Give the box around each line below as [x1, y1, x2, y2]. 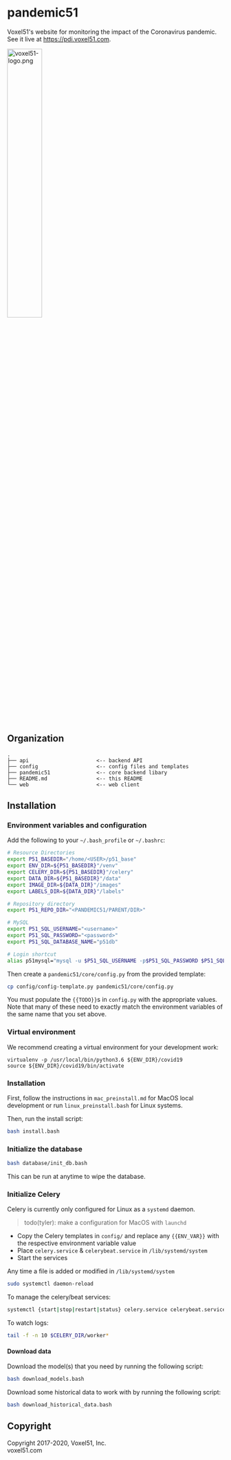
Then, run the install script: [7, 1115, 84, 1123]
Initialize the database [7, 1144, 82, 1153]
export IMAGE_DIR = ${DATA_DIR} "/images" [7, 881, 122, 888]
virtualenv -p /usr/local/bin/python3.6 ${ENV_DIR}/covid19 [7, 1056, 184, 1063]
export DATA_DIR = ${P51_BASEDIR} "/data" [7, 875, 122, 882]
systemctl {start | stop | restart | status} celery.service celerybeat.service [7, 1306, 226, 1313]
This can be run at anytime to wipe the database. [7, 1173, 146, 1181]
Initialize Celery [7, 1190, 60, 1199]
